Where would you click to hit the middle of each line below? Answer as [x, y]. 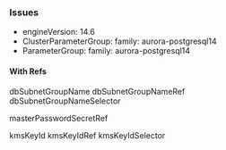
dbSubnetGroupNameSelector [65, 101]
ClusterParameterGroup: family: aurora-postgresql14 [119, 41]
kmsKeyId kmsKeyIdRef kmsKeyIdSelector [87, 135]
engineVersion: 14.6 [59, 32]
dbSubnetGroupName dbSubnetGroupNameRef [97, 91]
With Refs [28, 71]
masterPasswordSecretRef [59, 118]
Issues [24, 12]
